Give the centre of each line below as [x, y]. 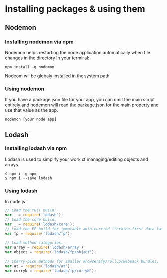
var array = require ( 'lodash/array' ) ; [45, 247]
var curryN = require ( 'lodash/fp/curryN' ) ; [51, 271]
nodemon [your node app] [31, 119]
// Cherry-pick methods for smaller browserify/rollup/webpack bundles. [82, 261]
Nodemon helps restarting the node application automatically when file [78, 52]
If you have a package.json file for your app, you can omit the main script [80, 100]
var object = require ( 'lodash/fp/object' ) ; [51, 252]
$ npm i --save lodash [29, 178]
